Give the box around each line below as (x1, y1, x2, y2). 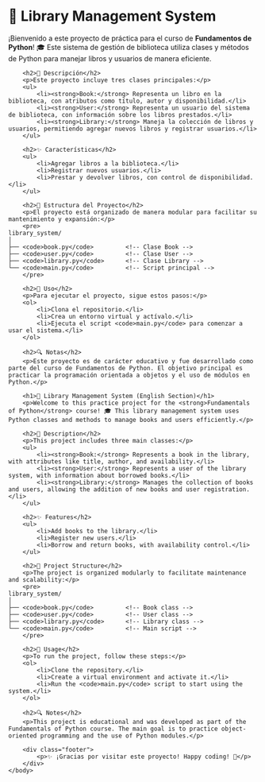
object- (221, 725, 247, 733)
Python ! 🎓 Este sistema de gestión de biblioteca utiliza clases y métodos (8, 42, 250, 52)
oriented (8, 731, 37, 740)
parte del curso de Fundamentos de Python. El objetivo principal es (8, 364, 244, 372)
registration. (203, 485, 250, 494)
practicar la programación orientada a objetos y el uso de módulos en (8, 371, 250, 379)
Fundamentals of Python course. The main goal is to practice (8, 725, 218, 733)
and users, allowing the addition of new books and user (8, 485, 201, 494)
